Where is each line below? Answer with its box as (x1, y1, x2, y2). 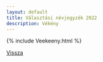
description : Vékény (6, 20, 59, 26)
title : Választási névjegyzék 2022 (6, 15, 97, 21)
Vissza (6, 49, 23, 56)
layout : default (6, 9, 48, 15)
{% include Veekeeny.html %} (6, 37, 82, 45)
